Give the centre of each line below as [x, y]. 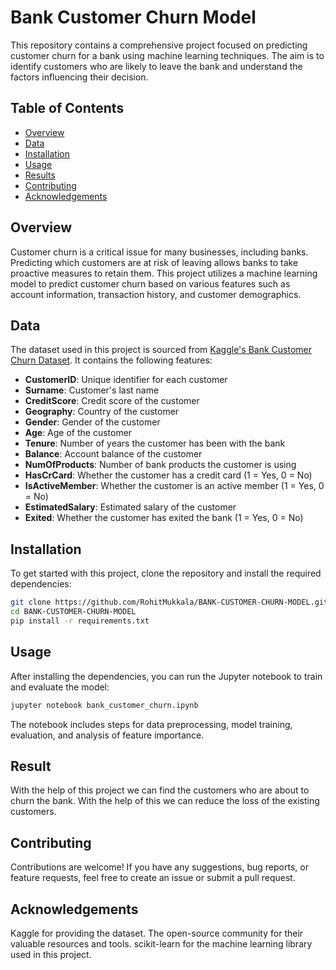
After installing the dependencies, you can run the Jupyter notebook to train [166, 676]
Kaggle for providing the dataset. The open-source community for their [157, 933]
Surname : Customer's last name [92, 390]
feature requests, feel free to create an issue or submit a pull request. [153, 878]
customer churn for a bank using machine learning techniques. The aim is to [167, 55]
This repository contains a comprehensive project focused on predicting [159, 45]
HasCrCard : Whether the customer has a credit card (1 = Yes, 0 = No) [168, 475]
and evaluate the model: [60, 687]
